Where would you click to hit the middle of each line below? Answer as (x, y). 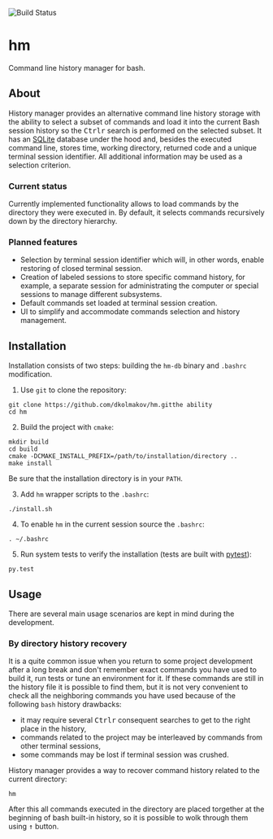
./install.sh (30, 509)
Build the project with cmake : (67, 427)
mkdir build (28, 442)
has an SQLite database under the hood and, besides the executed (120, 139)
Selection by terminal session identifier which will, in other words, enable (142, 260)
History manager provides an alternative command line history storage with (134, 113)
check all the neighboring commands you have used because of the (122, 696)
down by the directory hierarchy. (63, 221)
